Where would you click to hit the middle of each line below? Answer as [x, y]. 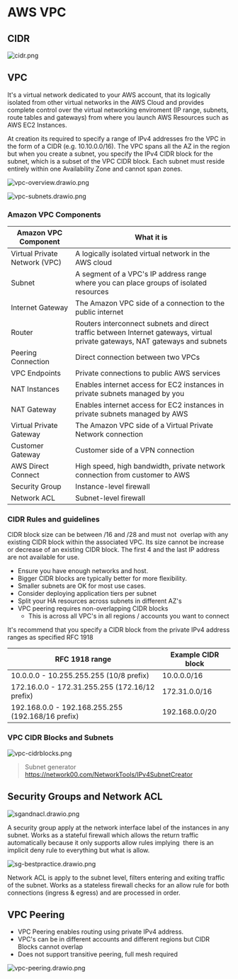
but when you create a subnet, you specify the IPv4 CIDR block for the [110, 154]
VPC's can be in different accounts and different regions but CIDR [114, 939]
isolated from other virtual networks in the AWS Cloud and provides [106, 102]
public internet [100, 312]
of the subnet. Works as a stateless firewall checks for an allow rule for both [118, 885]
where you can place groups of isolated [141, 283]
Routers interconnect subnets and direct [142, 324]
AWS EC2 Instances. [37, 125]
